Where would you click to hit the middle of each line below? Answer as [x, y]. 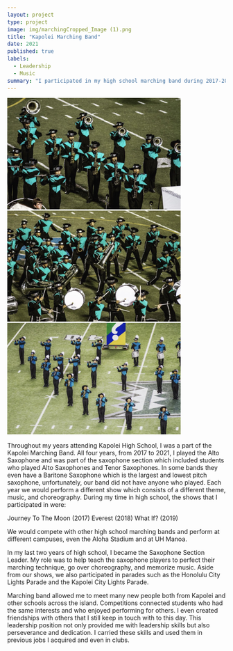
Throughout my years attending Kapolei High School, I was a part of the [110, 446]
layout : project [31, 15]
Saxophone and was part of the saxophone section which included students [116, 460]
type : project [28, 22]
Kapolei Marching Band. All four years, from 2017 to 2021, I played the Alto [113, 453]
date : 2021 [23, 44]
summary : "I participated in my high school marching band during [105, 81]
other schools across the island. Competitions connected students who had [115, 603]
